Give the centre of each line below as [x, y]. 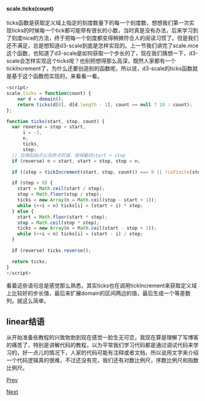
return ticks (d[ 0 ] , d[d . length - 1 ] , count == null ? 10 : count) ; [105, 105]
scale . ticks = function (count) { [49, 94]
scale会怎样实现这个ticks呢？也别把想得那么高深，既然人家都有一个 [91, 61]
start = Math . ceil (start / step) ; [61, 189]
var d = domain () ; [41, 99]
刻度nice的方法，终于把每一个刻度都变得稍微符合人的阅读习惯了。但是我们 [105, 38]
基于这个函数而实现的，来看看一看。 [57, 76]
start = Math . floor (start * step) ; [63, 217]
